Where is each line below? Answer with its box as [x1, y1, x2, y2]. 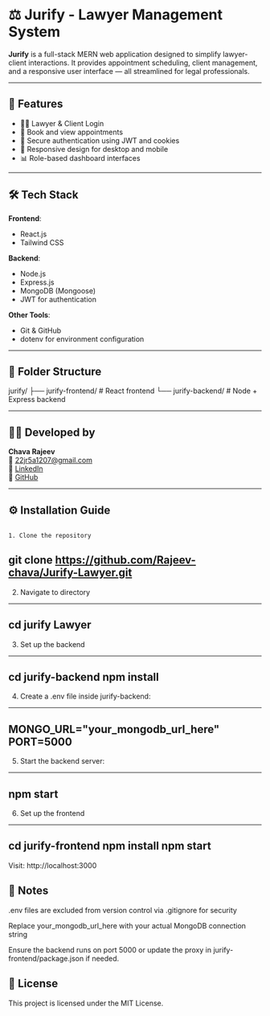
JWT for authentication [19, 294, 96, 304]
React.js [19, 229, 47, 239]
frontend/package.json [8, 953, 84, 963]
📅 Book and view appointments [19, 127, 123, 137]
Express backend [8, 395, 66, 404]
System [8, 23, 61, 41]
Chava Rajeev [8, 447, 55, 457]
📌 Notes [8, 884, 49, 898]
